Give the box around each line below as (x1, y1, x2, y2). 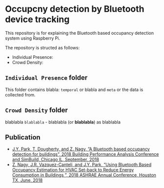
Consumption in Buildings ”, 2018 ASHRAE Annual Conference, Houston (12, 172, 156, 178)
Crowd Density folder (5, 106, 68, 115)
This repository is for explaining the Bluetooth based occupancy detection (5, 30, 154, 36)
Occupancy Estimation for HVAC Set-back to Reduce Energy (12, 167, 134, 173)
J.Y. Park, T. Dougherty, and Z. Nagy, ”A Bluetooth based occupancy (12, 146, 150, 152)
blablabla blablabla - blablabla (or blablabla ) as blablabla (5, 119, 121, 125)
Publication (5, 133, 41, 141)
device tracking (5, 14, 70, 25)
